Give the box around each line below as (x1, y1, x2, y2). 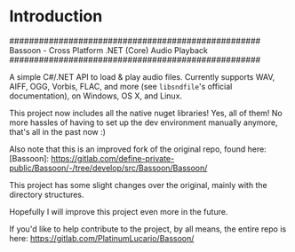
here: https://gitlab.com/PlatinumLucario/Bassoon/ (9, 232, 195, 243)
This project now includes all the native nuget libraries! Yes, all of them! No (9, 107, 283, 118)
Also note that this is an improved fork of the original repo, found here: (9, 144, 267, 154)
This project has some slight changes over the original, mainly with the (9, 179, 268, 190)
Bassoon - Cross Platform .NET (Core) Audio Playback (9, 44, 209, 55)
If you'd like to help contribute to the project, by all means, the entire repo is (9, 224, 287, 234)
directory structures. (9, 189, 84, 200)
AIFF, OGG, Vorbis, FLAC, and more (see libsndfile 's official (9, 81, 233, 91)
